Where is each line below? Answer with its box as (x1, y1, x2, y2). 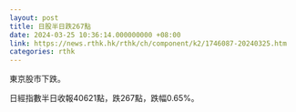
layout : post (9, 13, 59, 23)
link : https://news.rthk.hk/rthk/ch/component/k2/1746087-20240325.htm (9, 38, 287, 48)
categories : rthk (9, 47, 76, 56)
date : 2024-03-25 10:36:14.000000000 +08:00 (9, 30, 181, 39)
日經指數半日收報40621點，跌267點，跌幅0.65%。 (9, 93, 199, 104)
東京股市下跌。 (9, 74, 66, 85)
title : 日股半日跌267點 (9, 22, 91, 31)
